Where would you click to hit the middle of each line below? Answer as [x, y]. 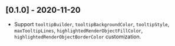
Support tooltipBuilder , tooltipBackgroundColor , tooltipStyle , [92, 24]
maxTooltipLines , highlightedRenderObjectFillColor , [78, 30]
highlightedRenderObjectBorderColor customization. [77, 36]
